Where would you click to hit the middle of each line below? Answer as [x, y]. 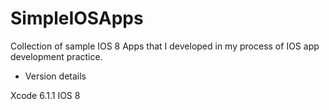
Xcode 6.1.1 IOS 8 [45, 95]
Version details [55, 76]
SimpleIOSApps [77, 18]
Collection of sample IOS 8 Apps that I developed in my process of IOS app [165, 46]
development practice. [56, 56]
